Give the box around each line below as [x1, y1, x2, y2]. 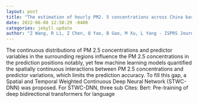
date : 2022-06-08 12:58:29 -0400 [6, 19, 88, 25]
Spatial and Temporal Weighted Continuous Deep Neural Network [6, 78, 166, 85]
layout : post [6, 8, 38, 15]
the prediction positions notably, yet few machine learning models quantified [6, 59, 192, 67]
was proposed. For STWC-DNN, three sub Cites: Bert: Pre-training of [21, 84, 189, 91]
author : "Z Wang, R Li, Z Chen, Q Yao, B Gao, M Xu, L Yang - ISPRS [6, 31, 178, 36]
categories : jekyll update [6, 25, 72, 31]
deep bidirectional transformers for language [6, 91, 115, 98]
